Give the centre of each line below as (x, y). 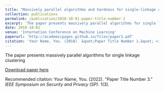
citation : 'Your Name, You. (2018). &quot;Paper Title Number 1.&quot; (79, 41)
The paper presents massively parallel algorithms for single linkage (72, 55)
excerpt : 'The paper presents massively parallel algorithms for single (81, 23)
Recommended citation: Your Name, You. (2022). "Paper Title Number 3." (79, 79)
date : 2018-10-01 (23, 28)
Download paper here (27, 70)
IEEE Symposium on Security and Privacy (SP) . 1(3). (57, 84)
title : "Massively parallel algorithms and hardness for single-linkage (81, 9)
